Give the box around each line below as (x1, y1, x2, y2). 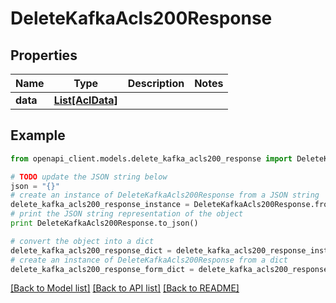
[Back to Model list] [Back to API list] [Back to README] (10, 282, 240, 294)
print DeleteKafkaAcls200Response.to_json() (10, 218, 199, 229)
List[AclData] (53, 93, 118, 107)
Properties (10, 47, 78, 64)
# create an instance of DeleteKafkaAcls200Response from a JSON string (10, 190, 320, 201)
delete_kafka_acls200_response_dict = (10, 245, 172, 256)
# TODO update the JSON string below (10, 172, 168, 182)
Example (10, 127, 66, 144)
